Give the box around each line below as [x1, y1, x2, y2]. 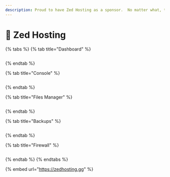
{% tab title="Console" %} [5, 70, 60, 76]
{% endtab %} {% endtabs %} [5, 156, 68, 162]
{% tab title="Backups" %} [5, 118, 61, 124]
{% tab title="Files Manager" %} [5, 94, 72, 100]
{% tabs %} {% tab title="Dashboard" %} [5, 46, 91, 52]
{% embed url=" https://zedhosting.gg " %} [5, 166, 94, 172]
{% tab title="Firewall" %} [5, 142, 59, 148]
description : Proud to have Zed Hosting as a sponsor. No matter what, [5, 7, 162, 13]
